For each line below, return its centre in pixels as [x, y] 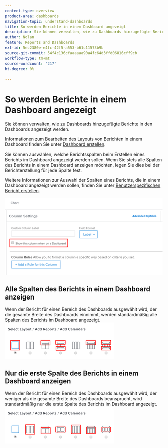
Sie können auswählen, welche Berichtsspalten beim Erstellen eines [75, 154]
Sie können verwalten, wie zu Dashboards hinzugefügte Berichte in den [79, 124]
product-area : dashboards [32, 16]
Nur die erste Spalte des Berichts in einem [72, 374]
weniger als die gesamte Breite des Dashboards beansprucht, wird [74, 398]
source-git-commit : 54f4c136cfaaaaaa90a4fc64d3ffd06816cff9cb [71, 53]
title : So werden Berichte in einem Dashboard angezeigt [66, 27]
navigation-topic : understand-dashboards [49, 21]
